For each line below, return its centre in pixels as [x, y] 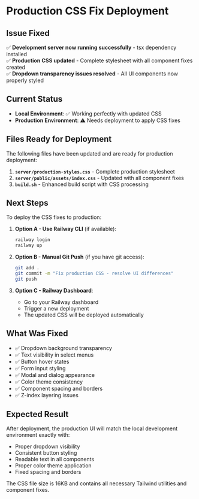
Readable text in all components [55, 460]
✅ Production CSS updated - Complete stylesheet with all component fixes [99, 60]
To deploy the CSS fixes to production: [54, 217]
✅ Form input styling [40, 368]
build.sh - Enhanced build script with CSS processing [82, 184]
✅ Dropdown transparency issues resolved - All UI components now [92, 74]
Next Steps [27, 203]
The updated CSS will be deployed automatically [84, 315]
